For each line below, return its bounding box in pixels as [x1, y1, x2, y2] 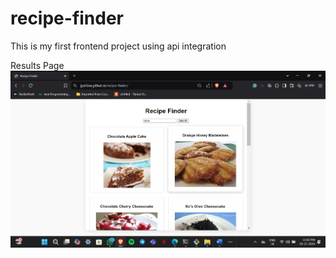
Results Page [10, 59, 65, 71]
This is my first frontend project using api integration [10, 40, 227, 52]
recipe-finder [10, 7, 125, 30]
